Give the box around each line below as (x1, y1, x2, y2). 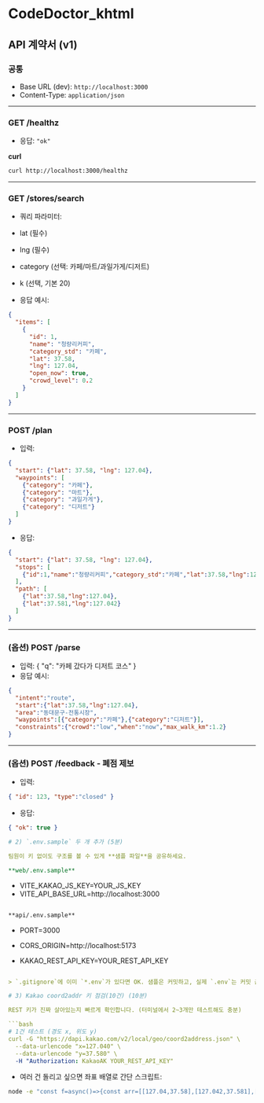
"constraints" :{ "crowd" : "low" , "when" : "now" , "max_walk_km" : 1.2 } (15, 723, 226, 731)
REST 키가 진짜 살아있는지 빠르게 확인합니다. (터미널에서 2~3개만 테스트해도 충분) (8, 1006, 242, 1014)
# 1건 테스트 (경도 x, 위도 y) (8, 1028, 97, 1036)
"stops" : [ (15, 563, 51, 571)
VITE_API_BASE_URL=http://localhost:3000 (19, 889, 160, 899)
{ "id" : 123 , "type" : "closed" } (8, 793, 114, 801)
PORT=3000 (19, 925, 60, 935)
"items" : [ (15, 318, 51, 326)
